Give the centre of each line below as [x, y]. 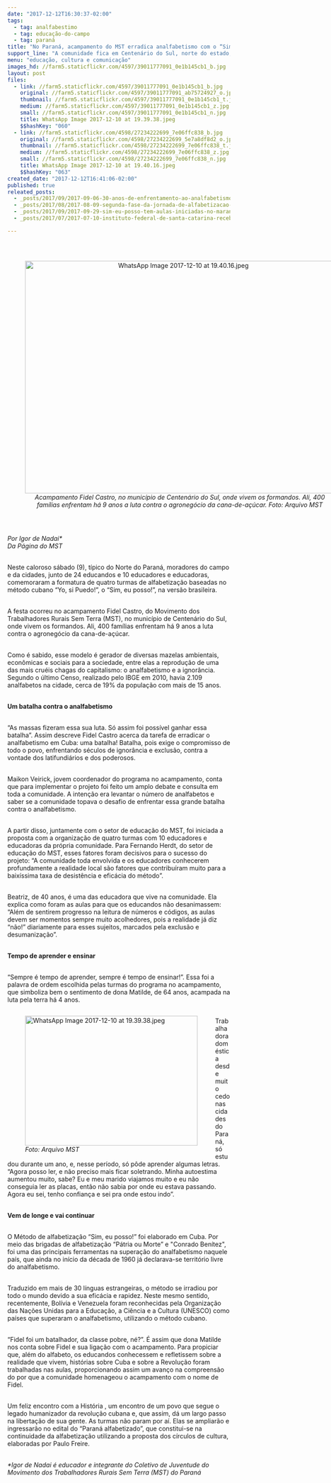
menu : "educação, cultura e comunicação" [69, 60]
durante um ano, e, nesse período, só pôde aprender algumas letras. [120, 1164]
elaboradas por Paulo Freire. [48, 1443]
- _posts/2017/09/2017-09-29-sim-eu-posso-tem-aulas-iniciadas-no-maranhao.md [133, 212]
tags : [15, 21]
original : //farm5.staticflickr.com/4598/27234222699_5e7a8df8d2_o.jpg [128, 139]
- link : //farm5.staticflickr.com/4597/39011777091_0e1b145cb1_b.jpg [118, 86]
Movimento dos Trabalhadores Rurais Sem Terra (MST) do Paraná [104, 1472]
